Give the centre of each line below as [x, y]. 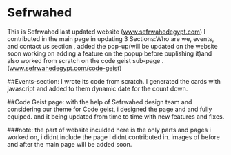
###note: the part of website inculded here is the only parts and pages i [109, 130]
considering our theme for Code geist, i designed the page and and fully [110, 109]
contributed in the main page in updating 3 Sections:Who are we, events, [111, 38]
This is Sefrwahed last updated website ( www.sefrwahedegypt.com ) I [106, 32]
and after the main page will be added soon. [70, 144]
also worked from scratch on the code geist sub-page [84, 60]
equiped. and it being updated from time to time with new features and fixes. [116, 116]
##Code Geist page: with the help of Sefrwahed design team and [100, 102]
